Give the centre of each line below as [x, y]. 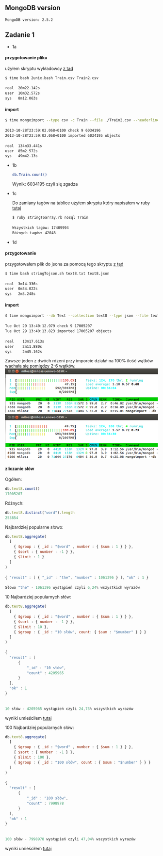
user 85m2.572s [21, 151]
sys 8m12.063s [21, 98]
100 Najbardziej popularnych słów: [40, 727]
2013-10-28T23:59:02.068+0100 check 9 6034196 [53, 130]
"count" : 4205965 [45, 673]
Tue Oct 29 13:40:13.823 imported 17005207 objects [58, 331]
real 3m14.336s [21, 284]
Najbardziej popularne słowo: [34, 527]
